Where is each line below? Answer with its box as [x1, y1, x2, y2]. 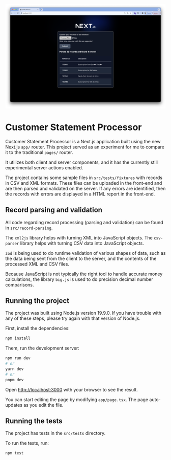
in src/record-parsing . [5, 225, 53, 231]
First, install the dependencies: [5, 325, 70, 332]
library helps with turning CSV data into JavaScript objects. [20, 240, 144, 246]
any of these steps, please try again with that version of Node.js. [5, 315, 141, 321]
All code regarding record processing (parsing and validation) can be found [5, 219, 164, 225]
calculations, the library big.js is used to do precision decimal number [5, 276, 154, 282]
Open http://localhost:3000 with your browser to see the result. [5, 386, 138, 392]
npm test [5, 451, 24, 456]
